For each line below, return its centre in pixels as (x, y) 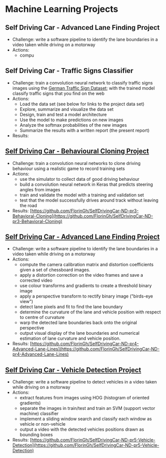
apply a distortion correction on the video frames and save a (81, 275)
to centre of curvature (42, 317)
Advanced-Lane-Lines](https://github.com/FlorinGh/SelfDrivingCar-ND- (86, 349)
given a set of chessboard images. (55, 270)
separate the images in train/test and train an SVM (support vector (87, 408)
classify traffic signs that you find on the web (58, 93)
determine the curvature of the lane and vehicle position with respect (90, 312)
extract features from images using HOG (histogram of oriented (84, 398)
